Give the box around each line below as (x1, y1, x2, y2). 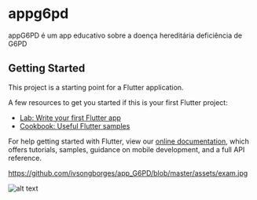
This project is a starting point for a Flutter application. (8, 82, 184, 92)
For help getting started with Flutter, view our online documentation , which (8, 136, 250, 146)
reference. (8, 153, 42, 162)
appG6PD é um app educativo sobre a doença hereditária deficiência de (8, 31, 242, 40)
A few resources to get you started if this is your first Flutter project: (8, 97, 228, 107)
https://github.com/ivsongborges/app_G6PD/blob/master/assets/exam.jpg (8, 168, 248, 177)
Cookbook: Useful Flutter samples (19, 121, 130, 130)
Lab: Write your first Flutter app (19, 113, 122, 122)
